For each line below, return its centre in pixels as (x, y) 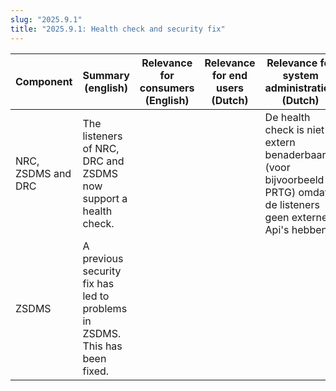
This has (102, 346)
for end (229, 75)
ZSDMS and (43, 173)
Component (44, 81)
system (300, 75)
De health (287, 117)
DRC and (103, 161)
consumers (167, 88)
